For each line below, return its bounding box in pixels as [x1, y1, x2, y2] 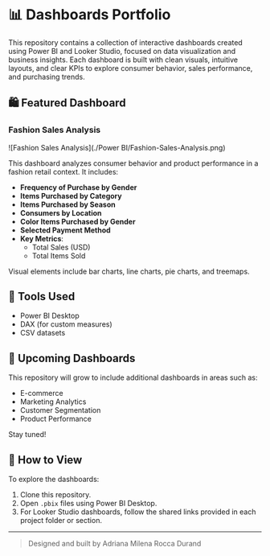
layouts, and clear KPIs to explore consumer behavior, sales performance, [8, 63, 253, 72]
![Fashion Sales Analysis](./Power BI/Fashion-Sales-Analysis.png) [8, 142, 226, 152]
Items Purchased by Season [19, 200, 116, 209]
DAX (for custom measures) [19, 319, 112, 329]
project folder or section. [19, 516, 103, 525]
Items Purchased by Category [19, 191, 122, 200]
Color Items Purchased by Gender [19, 216, 136, 226]
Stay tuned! [8, 430, 47, 439]
